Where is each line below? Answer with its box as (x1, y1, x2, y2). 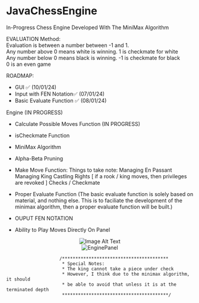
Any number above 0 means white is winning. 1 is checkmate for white (6, 48, 178, 55)
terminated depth (6, 286, 49, 292)
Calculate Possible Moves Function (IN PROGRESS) (14, 120, 141, 127)
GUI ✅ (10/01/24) (14, 83, 56, 90)
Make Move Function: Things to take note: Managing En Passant (14, 166, 172, 173)
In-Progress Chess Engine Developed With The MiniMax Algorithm (6, 24, 169, 31)
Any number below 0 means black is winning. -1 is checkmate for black (6, 54, 180, 61)
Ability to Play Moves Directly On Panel (14, 226, 110, 233)
